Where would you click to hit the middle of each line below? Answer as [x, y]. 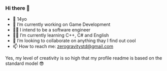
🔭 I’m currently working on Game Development [61, 24]
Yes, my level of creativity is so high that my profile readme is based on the [84, 58]
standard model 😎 [25, 63]
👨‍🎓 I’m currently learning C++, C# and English [61, 35]
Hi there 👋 [18, 8]
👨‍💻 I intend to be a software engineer [52, 30]
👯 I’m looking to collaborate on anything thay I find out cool [74, 41]
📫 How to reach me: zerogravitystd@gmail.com [63, 46]
